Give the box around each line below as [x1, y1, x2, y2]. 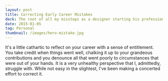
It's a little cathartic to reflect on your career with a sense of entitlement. [5, 44, 154, 50]
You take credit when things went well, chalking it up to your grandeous [5, 49, 152, 55]
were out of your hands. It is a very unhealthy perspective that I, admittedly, [5, 60, 161, 66]
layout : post [5, 7, 32, 12]
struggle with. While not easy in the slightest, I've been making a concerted [5, 65, 160, 71]
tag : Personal [5, 26, 35, 31]
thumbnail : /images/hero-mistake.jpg [5, 30, 84, 35]
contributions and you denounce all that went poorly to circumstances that [5, 55, 159, 60]
